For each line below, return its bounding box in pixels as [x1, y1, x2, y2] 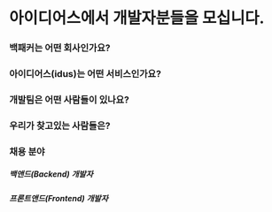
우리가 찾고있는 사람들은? [9, 119, 111, 132]
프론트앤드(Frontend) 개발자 [9, 193, 109, 203]
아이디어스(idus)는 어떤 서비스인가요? [9, 68, 162, 80]
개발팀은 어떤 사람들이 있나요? [9, 94, 130, 106]
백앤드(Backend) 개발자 [9, 169, 94, 179]
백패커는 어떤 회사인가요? [9, 42, 111, 54]
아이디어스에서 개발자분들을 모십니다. [9, 8, 265, 28]
